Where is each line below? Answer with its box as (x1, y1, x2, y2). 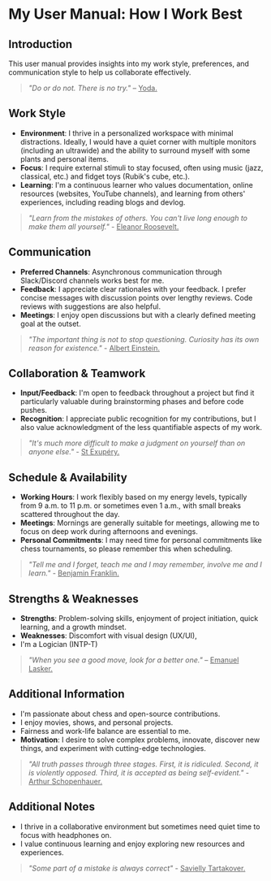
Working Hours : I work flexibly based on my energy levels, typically (19, 493, 247, 502)
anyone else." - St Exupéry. (28, 447, 120, 457)
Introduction (8, 37, 73, 51)
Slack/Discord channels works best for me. (19, 276, 165, 285)
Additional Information (8, 688, 125, 701)
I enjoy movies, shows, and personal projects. (19, 717, 174, 727)
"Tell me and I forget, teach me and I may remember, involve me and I (28, 560, 262, 570)
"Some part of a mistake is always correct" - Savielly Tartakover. (28, 863, 246, 873)
